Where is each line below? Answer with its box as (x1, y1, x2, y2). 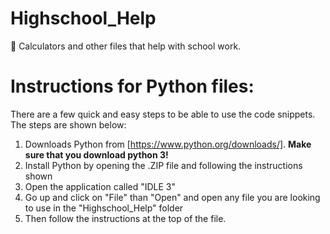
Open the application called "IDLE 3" (24, 180, 177, 192)
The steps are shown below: (10, 118, 127, 131)
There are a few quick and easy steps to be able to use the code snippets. (10, 108, 316, 120)
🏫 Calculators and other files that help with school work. (10, 40, 242, 52)
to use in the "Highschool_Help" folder (24, 202, 184, 214)
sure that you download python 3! (24, 148, 169, 161)
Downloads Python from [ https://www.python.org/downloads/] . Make (24, 138, 312, 150)
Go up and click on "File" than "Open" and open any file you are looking (24, 191, 321, 203)
